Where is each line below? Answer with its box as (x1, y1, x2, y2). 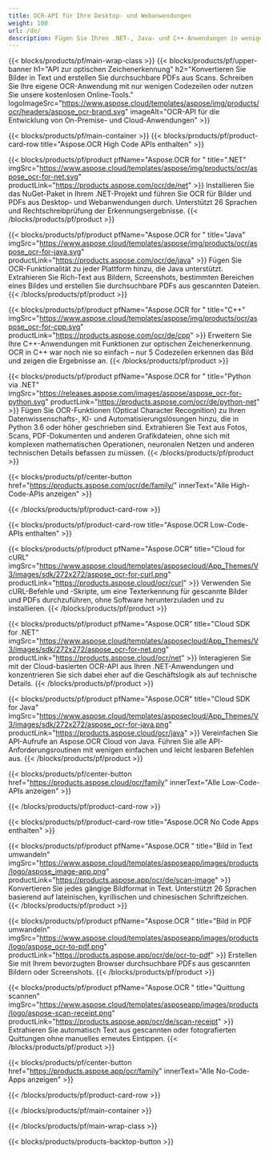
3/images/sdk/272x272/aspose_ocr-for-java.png (8, 719, 169, 729)
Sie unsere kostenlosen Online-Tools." (8, 90, 134, 100)
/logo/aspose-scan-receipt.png (8, 1008, 112, 1018)
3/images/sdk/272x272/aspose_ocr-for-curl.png (8, 570, 168, 579)
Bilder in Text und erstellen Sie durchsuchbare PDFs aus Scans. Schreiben (8, 73, 254, 82)
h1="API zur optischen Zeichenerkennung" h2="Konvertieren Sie (33, 65, 247, 74)
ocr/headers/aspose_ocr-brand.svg (8, 107, 126, 117)
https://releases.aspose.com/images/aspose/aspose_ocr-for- (39, 389, 243, 399)
